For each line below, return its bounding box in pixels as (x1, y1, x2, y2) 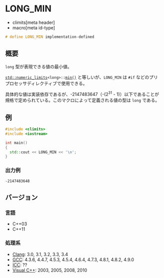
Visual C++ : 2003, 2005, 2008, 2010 (12, 267, 87, 273)
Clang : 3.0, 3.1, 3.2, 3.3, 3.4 (12, 251, 68, 257)
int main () (5, 140, 28, 145)
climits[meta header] (12, 19, 55, 25)
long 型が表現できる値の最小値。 (5, 63, 72, 70)
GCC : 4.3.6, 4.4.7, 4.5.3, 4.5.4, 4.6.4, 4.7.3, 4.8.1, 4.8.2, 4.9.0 (12, 257, 134, 263)
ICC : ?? (12, 262, 27, 268)
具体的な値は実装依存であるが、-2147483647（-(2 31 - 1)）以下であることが (5, 90, 159, 97)
